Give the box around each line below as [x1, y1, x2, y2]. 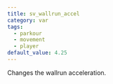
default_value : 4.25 [7, 50, 68, 57]
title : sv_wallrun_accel [7, 10, 80, 17]
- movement [13, 36, 46, 43]
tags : [7, 23, 23, 30]
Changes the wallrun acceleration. [7, 68, 107, 77]
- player [13, 43, 39, 50]
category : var [7, 17, 49, 24]
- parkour [13, 29, 42, 37]
